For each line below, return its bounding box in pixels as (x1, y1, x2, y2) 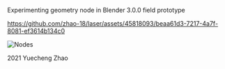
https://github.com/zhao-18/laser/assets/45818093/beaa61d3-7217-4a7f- (7, 20, 218, 27)
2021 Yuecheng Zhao (7, 54, 68, 62)
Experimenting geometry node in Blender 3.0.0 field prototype (7, 6, 186, 14)
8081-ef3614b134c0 (7, 27, 65, 35)
